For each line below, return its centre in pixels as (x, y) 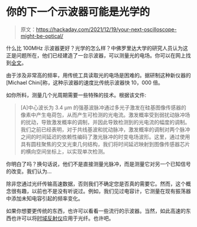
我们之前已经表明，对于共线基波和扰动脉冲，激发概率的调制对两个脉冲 (105, 129)
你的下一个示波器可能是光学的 (78, 12)
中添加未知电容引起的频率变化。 (45, 198)
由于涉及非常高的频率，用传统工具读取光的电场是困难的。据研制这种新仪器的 (98, 75)
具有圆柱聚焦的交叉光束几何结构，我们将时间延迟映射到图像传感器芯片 (105, 144)
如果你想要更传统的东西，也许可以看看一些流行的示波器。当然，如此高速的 (96, 211)
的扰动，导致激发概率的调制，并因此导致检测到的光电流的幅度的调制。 (105, 122)
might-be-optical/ (42, 36)
